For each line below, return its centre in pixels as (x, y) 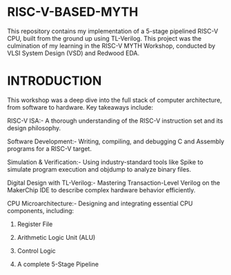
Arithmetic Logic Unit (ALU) (56, 237)
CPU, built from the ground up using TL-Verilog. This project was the (104, 38)
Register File (35, 224)
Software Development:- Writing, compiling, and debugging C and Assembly (116, 141)
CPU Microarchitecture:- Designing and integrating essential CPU (100, 203)
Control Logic (37, 251)
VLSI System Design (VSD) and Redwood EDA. (73, 53)
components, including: (41, 210)
